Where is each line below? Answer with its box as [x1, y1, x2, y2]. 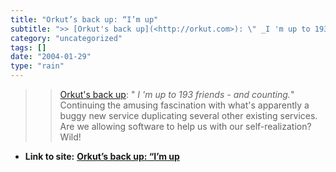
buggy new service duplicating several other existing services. [59, 110, 318, 121]
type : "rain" [10, 61, 65, 71]
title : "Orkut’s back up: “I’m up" [10, 14, 159, 25]
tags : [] [10, 42, 47, 53]
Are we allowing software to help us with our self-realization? [59, 121, 312, 132]
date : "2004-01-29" [10, 52, 92, 62]
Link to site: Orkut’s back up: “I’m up [24, 151, 180, 162]
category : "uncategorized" [10, 33, 123, 43]
